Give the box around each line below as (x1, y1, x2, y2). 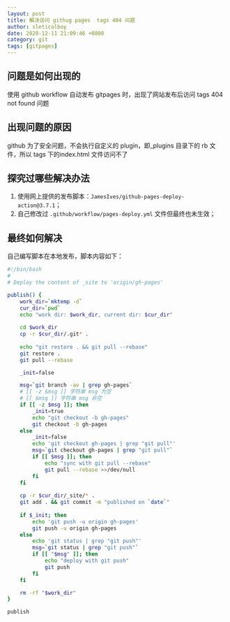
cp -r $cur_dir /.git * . (20, 331, 89, 338)
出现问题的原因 (7, 122, 72, 133)
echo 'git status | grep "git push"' (32, 537, 141, 545)
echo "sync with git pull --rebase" (44, 459, 151, 467)
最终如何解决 (7, 232, 63, 244)
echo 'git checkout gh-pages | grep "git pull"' (32, 440, 176, 447)
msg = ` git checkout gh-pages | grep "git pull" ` (32, 447, 173, 454)
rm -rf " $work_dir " (20, 589, 77, 596)
